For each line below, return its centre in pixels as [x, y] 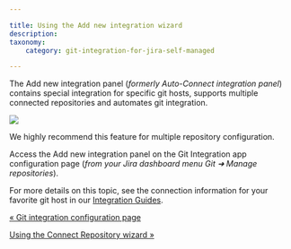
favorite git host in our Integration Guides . [86, 200]
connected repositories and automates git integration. [109, 103]
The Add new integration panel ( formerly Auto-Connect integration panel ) [146, 84]
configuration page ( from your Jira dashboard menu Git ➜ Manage [133, 164]
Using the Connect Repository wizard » [82, 235]
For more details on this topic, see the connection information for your [139, 191]
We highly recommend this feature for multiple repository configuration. [142, 137]
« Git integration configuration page [75, 218]
